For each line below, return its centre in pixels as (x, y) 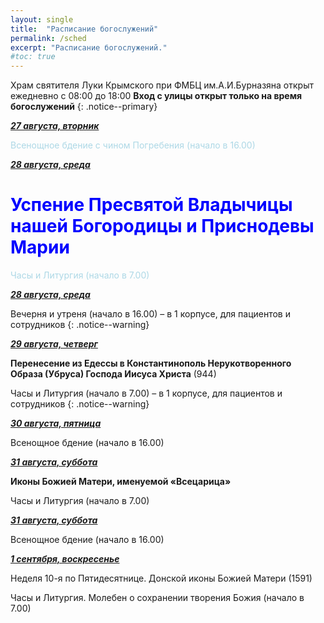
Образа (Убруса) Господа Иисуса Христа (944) (113, 374)
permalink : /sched (48, 38)
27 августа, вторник (55, 126)
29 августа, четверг (54, 344)
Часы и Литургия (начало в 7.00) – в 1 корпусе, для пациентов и (146, 393)
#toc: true (33, 57)
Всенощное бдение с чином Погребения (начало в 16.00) (133, 145)
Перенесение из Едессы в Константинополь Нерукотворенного (151, 363)
